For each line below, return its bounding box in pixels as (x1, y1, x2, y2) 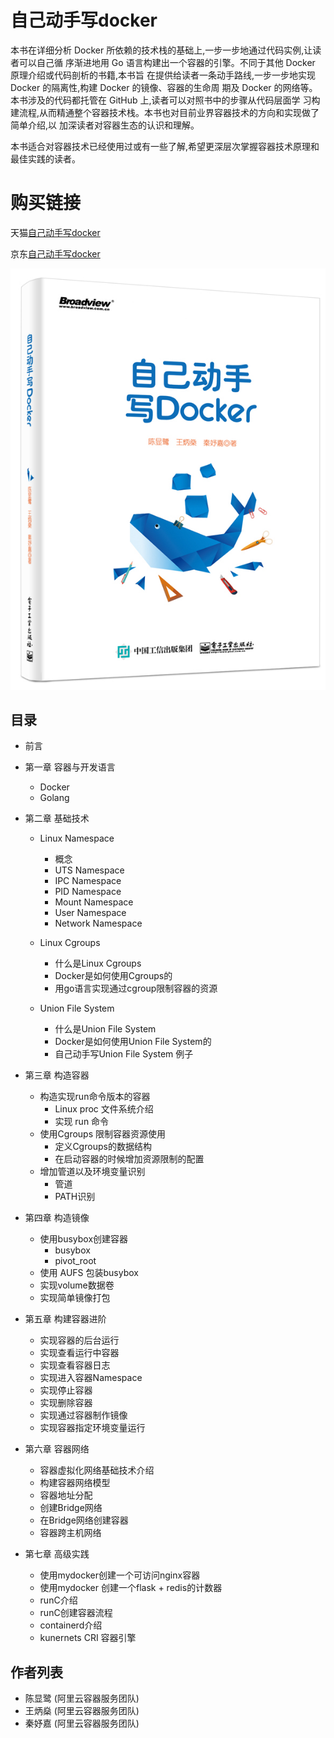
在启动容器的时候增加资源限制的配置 (54, 1153, 205, 1165)
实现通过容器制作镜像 (39, 1409, 128, 1421)
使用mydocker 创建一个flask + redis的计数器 (39, 1582, 223, 1594)
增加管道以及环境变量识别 (39, 1166, 146, 1178)
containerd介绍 (39, 1619, 103, 1631)
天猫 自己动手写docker (10, 226, 101, 238)
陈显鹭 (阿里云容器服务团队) (24, 1692, 140, 1705)
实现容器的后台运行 (39, 1334, 120, 1346)
